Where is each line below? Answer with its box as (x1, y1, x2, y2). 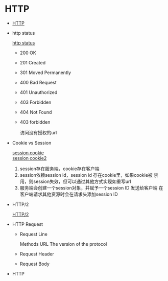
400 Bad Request (19, 79, 57, 85)
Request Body (19, 261, 50, 267)
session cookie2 (12, 155, 47, 161)
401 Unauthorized (19, 89, 58, 95)
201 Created (19, 59, 46, 65)
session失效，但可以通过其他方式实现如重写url (33, 178, 131, 184)
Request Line (19, 231, 48, 237)
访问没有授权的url (19, 129, 57, 135)
